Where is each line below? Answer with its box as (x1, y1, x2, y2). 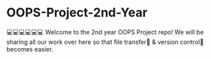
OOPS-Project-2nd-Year (6, 5, 148, 21)
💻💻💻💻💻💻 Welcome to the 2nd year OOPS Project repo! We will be (6, 27, 204, 36)
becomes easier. (6, 45, 54, 53)
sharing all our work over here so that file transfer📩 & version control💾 (6, 38, 204, 46)
